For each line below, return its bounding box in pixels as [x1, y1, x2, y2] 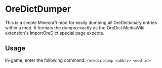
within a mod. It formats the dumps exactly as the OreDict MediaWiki [5, 24, 145, 30]
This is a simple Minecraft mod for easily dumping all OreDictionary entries [5, 20, 157, 25]
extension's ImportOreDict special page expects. [5, 30, 105, 36]
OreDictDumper [5, 3, 71, 15]
